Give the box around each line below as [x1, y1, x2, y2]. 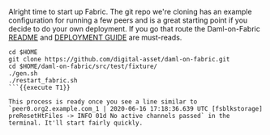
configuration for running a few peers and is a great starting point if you [8, 15, 248, 25]
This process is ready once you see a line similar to [8, 98, 198, 106]
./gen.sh [8, 70, 38, 78]
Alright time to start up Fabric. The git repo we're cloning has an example [8, 7, 253, 16]
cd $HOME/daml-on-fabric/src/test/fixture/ [8, 62, 158, 70]
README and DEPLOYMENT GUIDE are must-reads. [8, 32, 182, 42]
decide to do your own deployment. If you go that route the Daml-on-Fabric [8, 24, 261, 33]
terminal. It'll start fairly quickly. [8, 119, 144, 127]
